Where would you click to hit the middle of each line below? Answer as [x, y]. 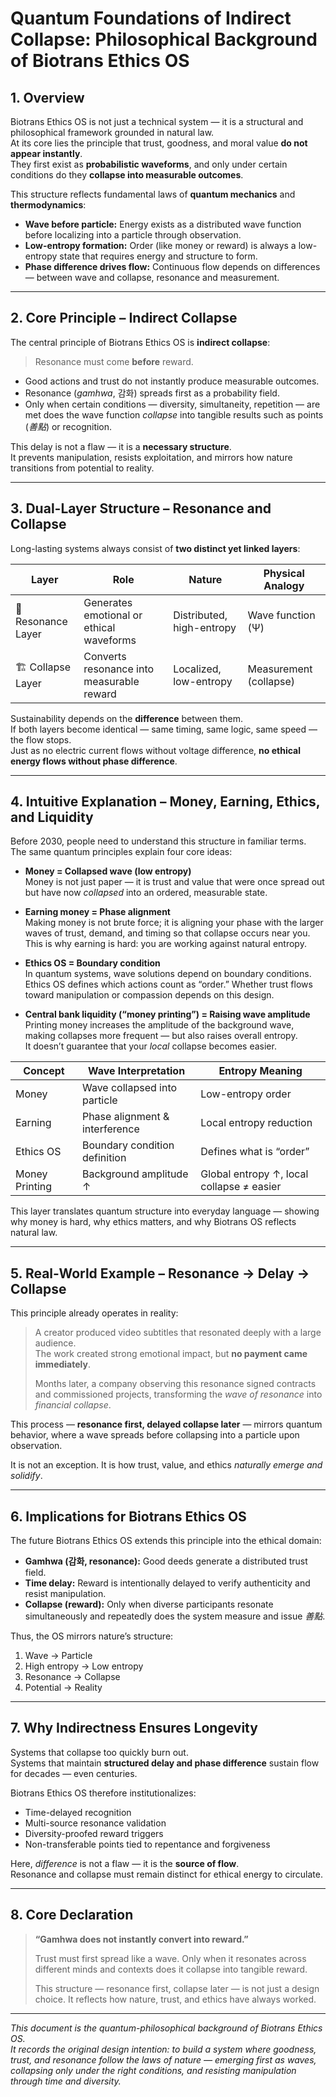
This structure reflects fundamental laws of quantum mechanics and [153, 194]
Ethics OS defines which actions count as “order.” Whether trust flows [168, 984]
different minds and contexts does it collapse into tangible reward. [171, 1969]
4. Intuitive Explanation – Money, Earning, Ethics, [165, 802]
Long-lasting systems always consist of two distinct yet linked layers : [155, 548]
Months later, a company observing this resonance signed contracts [175, 1384]
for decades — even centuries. [74, 1773]
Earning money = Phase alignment [97, 912]
